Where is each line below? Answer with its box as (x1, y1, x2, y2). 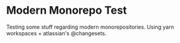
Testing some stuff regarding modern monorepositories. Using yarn (6, 23, 174, 30)
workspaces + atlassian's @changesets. (6, 29, 107, 36)
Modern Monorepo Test (6, 4, 127, 17)
